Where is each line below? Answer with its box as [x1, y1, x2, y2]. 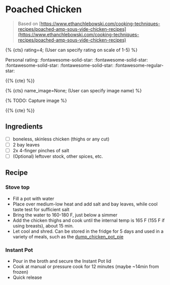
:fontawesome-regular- [114, 62, 164, 68]
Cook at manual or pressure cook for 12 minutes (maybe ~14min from [12, 263, 159, 270]
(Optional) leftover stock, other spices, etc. [12, 153, 103, 159]
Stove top [5, 184, 30, 191]
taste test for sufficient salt [12, 206, 70, 212]
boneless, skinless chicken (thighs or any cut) [12, 136, 110, 142]
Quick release [12, 274, 42, 280]
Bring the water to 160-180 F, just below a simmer [12, 212, 118, 218]
